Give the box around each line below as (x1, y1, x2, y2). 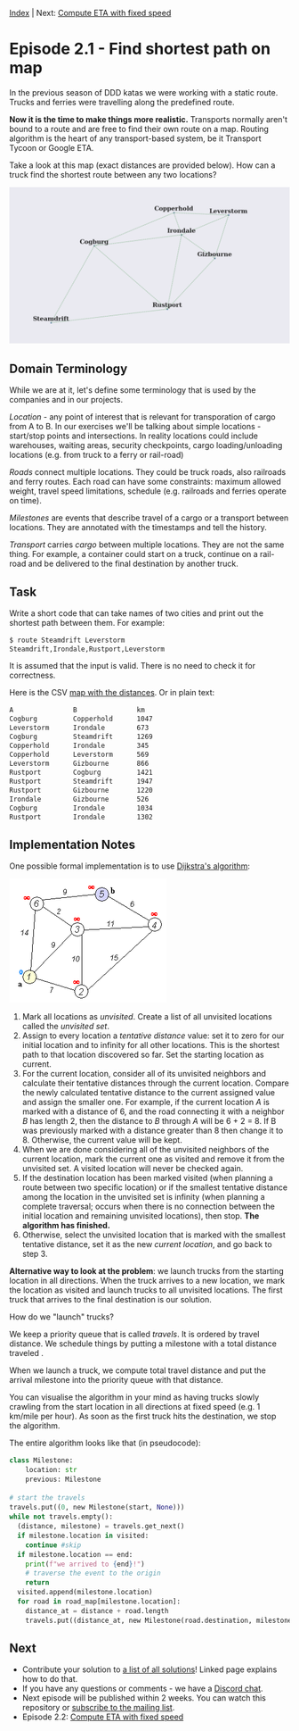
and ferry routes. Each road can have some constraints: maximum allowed (9, 477, 282, 487)
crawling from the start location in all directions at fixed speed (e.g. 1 (9, 1401, 261, 1411)
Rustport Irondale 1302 (9, 812, 153, 822)
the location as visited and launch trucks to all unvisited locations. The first (9, 1285, 283, 1295)
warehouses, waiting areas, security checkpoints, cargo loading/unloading (9, 440, 283, 451)
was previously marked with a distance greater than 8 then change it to (21, 1125, 284, 1136)
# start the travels (9, 1494, 86, 1502)
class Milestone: (9, 1455, 74, 1465)
